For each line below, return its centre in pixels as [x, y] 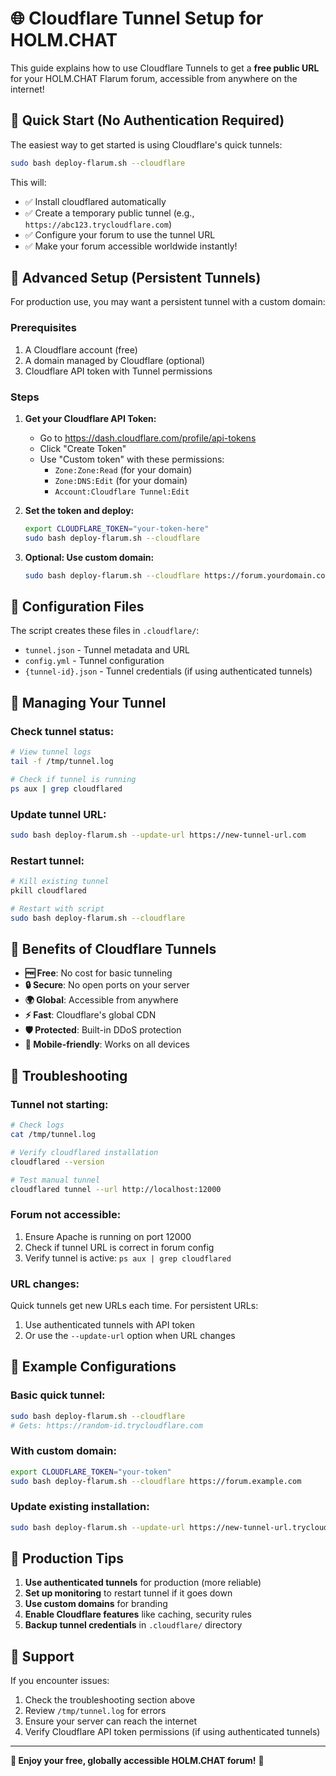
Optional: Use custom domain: [89, 557]
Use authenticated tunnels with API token [110, 1324]
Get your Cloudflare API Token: [90, 419]
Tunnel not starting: [59, 1104]
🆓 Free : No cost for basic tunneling [98, 973]
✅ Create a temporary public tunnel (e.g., [109, 213]
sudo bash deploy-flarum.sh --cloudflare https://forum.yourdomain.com [177, 575]
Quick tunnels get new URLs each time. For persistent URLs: [134, 1305]
